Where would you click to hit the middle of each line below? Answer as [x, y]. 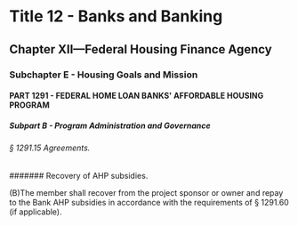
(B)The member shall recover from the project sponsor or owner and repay [146, 192]
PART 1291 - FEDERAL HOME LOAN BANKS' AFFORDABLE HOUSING [137, 96]
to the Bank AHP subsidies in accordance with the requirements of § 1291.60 [149, 202]
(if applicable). [36, 212]
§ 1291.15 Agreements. [50, 148]
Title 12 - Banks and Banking [116, 16]
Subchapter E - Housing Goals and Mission [104, 75]
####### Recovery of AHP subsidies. [79, 175]
